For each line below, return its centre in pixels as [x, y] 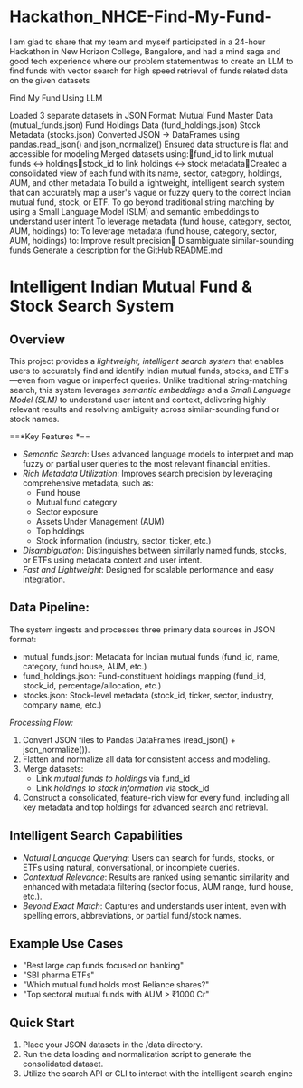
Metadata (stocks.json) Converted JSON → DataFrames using [124, 134]
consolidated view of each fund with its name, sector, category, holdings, [146, 173]
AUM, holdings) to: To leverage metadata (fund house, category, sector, [143, 231]
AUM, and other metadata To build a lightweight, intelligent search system [147, 182]
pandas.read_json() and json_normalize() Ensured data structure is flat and [149, 144]
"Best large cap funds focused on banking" [103, 966]
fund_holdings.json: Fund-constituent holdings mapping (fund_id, [144, 676]
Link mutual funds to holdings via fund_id [113, 778]
